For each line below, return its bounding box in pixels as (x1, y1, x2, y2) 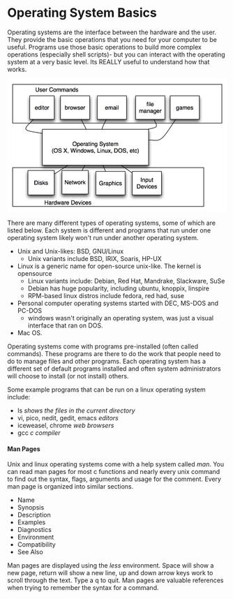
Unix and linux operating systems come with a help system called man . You (7, 460, 225, 468)
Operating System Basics (7, 5, 157, 21)
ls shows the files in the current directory (17, 406, 135, 415)
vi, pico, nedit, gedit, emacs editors (17, 414, 119, 422)
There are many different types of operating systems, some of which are (7, 219, 216, 228)
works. (7, 65, 27, 73)
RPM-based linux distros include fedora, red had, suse (27, 292, 185, 300)
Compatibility (17, 540, 56, 549)
